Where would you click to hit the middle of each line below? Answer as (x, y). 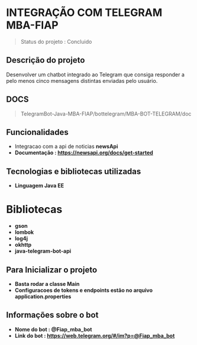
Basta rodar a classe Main (47, 283)
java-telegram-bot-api (43, 251)
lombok (24, 232)
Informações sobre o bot (52, 315)
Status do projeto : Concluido (56, 41)
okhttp (23, 245)
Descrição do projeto (46, 60)
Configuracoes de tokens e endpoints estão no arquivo (83, 290)
